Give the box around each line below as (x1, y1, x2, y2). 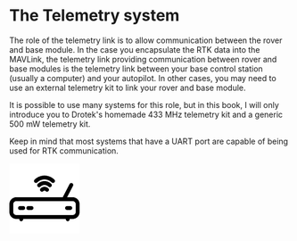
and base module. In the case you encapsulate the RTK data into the (9, 44, 260, 54)
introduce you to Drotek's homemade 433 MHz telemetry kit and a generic (9, 109, 284, 120)
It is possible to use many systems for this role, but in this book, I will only (9, 99, 279, 110)
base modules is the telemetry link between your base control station (9, 63, 263, 74)
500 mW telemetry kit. (9, 118, 91, 129)
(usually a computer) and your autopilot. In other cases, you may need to (9, 72, 276, 83)
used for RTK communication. (9, 145, 119, 156)
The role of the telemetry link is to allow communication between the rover (9, 35, 283, 46)
